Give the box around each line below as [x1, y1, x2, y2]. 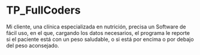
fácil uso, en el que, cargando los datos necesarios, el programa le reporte [6, 29, 190, 36]
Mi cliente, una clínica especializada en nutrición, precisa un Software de [6, 23, 186, 30]
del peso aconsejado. [6, 42, 59, 49]
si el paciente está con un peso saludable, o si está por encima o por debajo [6, 35, 194, 43]
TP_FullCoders [6, 4, 81, 17]
